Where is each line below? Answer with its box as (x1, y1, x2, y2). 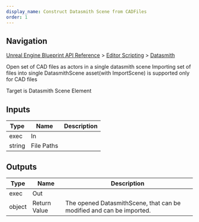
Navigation (6, 36, 47, 46)
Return (32, 199, 52, 207)
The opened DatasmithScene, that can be (65, 199, 181, 207)
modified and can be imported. (65, 206, 151, 214)
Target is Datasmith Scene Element (6, 87, 92, 95)
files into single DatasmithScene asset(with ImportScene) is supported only (6, 69, 190, 77)
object (9, 202, 27, 211)
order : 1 (6, 14, 28, 20)
